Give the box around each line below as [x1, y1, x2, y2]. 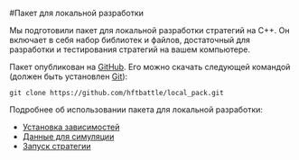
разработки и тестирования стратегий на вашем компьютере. [9, 44, 251, 55]
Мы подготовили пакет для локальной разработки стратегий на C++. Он [9, 25, 291, 35]
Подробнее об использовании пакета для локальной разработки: [9, 104, 264, 115]
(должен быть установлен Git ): [9, 71, 128, 82]
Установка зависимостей [22, 121, 120, 132]
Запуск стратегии [22, 141, 92, 151]
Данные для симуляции [22, 131, 115, 142]
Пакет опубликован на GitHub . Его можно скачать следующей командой [9, 62, 291, 72]
